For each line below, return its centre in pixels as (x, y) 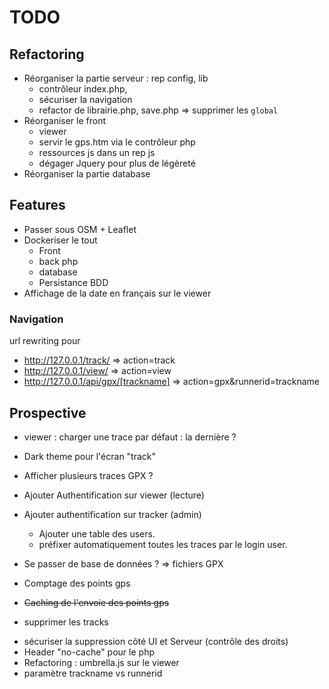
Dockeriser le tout (60, 240)
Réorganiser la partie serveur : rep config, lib (116, 78)
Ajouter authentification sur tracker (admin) (112, 514)
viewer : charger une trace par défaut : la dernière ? (130, 437)
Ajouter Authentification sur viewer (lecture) (114, 495)
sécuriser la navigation (85, 99)
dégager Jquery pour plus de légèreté (117, 163)
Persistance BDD (73, 282)
